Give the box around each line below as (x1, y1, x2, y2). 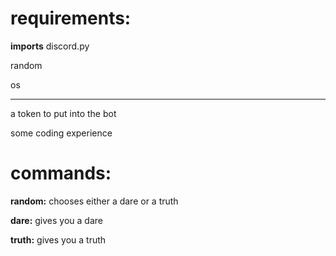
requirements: (10, 7, 132, 30)
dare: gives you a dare (10, 214, 103, 226)
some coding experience (10, 127, 113, 139)
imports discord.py (10, 40, 90, 52)
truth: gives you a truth (10, 233, 107, 246)
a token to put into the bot (10, 107, 117, 119)
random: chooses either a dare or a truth (10, 195, 179, 207)
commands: (10, 162, 112, 185)
